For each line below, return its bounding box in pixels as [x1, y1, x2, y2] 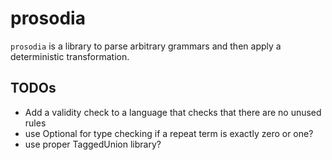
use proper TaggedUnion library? [24, 138, 162, 150]
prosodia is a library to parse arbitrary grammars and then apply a [10, 40, 282, 52]
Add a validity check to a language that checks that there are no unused [24, 106, 322, 118]
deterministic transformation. [10, 50, 130, 62]
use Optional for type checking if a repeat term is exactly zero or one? [24, 127, 314, 139]
